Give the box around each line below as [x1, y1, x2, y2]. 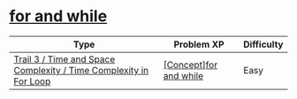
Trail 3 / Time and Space [13, 53, 116, 65]
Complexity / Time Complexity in [13, 64, 148, 76]
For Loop [13, 75, 51, 88]
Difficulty [242, 38, 284, 50]
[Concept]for [163, 58, 218, 71]
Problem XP [173, 38, 225, 50]
